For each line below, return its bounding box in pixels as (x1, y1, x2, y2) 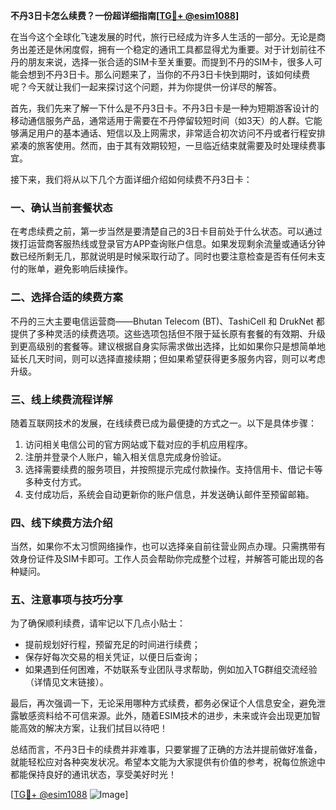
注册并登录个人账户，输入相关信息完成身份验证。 (24, 450, 227, 463)
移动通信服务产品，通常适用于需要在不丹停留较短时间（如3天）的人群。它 (10, 115, 314, 126)
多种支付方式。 (24, 475, 87, 488)
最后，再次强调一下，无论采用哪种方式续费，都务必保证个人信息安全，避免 (10, 697, 317, 709)
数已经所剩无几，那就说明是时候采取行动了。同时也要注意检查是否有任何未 (10, 250, 317, 263)
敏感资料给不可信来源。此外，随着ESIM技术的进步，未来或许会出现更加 (18, 710, 312, 722)
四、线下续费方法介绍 (10, 515, 113, 529)
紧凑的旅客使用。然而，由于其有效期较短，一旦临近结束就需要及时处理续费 (10, 140, 317, 151)
